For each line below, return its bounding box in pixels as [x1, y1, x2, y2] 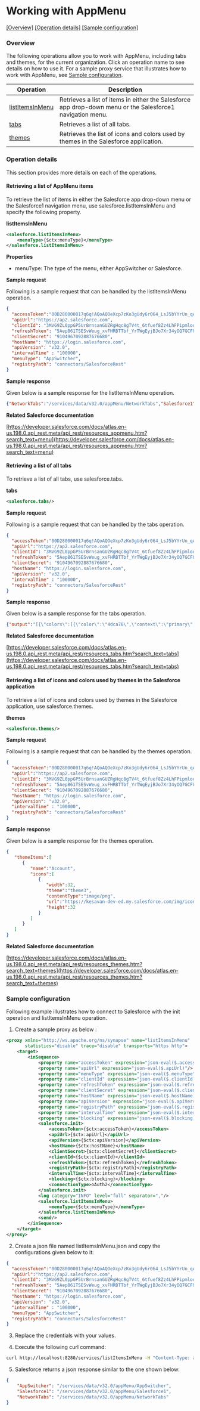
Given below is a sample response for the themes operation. [6, 837, 154, 844]
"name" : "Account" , [30, 865, 76, 871]
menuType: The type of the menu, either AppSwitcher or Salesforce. [14, 265, 183, 272]
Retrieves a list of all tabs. [59, 120, 131, 129]
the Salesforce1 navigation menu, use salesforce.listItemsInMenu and [6, 202, 176, 209]
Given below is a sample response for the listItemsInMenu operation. [6, 389, 174, 396]
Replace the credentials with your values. [14, 1332, 116, 1339]
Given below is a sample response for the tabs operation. [6, 610, 146, 617]
